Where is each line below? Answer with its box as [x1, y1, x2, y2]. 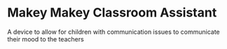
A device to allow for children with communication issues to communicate [7, 28, 221, 36]
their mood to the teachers [7, 35, 84, 43]
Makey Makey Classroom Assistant [7, 5, 217, 21]
